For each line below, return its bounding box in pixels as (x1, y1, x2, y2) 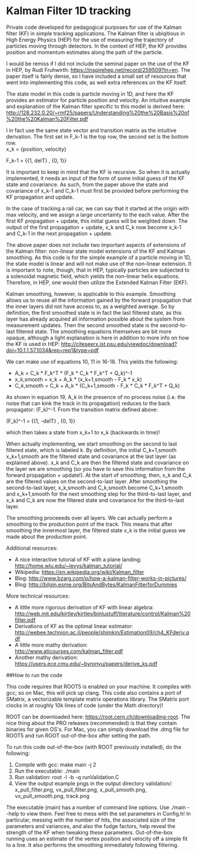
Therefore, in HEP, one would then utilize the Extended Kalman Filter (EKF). (6, 279, 189, 286)
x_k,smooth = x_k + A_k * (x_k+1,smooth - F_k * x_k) (14, 375, 143, 383)
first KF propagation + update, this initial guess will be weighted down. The (6, 217, 188, 225)
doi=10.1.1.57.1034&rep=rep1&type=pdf (6, 347, 99, 354)
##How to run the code (6, 671, 63, 678)
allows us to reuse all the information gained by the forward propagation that (6, 296, 192, 304)
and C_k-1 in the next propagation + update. (6, 230, 113, 237)
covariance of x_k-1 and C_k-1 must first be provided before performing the (6, 187, 189, 194)
